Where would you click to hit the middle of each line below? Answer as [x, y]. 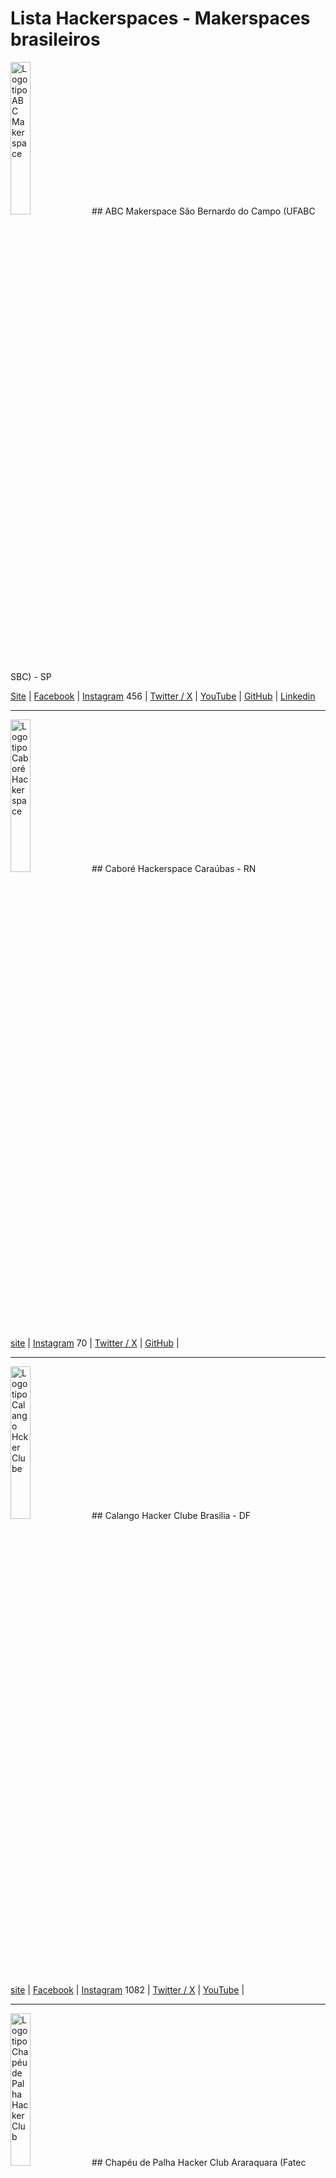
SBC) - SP [31, 676]
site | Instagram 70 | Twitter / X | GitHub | [95, 1343]
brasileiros [55, 39]
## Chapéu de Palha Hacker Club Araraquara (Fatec [199, 2162]
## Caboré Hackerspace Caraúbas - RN [174, 868]
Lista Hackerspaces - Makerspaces [160, 18]
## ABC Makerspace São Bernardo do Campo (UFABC [203, 211]
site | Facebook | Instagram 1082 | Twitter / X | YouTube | [127, 1989]
